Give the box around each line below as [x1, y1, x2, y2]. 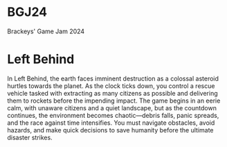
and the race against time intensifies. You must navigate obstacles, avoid [7, 119, 215, 127]
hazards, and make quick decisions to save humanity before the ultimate [7, 126, 214, 134]
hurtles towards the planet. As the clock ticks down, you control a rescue [7, 81, 215, 90]
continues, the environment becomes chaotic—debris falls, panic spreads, [7, 111, 219, 119]
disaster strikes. [7, 133, 53, 141]
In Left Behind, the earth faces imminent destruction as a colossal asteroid [7, 74, 219, 83]
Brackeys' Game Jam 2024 [7, 27, 85, 35]
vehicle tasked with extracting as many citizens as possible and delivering [7, 89, 218, 97]
